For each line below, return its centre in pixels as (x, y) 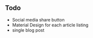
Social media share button (38, 19)
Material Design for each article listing (50, 25)
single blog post (28, 30)
